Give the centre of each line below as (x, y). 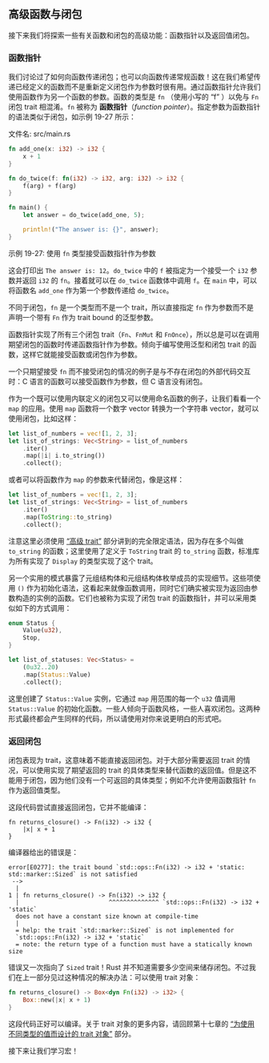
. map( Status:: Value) (57, 675)
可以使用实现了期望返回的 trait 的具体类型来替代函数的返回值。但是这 (136, 770)
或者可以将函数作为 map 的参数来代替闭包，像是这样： (96, 479)
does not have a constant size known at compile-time (107, 916)
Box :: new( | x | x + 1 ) (57, 1000)
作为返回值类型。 (36, 790)
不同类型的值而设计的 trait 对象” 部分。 (72, 1033)
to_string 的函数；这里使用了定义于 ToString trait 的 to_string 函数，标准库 (134, 551)
